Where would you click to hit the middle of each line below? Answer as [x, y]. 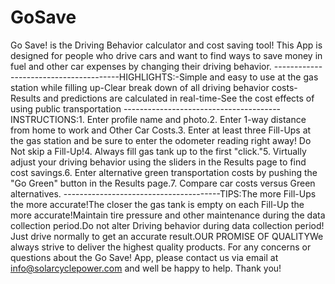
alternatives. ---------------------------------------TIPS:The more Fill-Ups [163, 193]
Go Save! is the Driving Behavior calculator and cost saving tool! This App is [166, 45]
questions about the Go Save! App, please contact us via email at [144, 257]
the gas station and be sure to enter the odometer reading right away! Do [161, 140]
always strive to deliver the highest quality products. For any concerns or [161, 247]
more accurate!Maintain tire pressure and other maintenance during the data [168, 215]
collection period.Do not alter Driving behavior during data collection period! [167, 225]
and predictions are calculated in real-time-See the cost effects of [179, 98]
